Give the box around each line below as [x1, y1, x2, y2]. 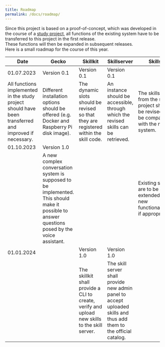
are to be [138, 186, 159, 192]
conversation [42, 164, 73, 171]
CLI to [79, 291, 93, 298]
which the [107, 111, 130, 118]
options [42, 99, 60, 106]
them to [107, 321, 125, 328]
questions [42, 220, 65, 226]
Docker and [42, 117, 70, 124]
